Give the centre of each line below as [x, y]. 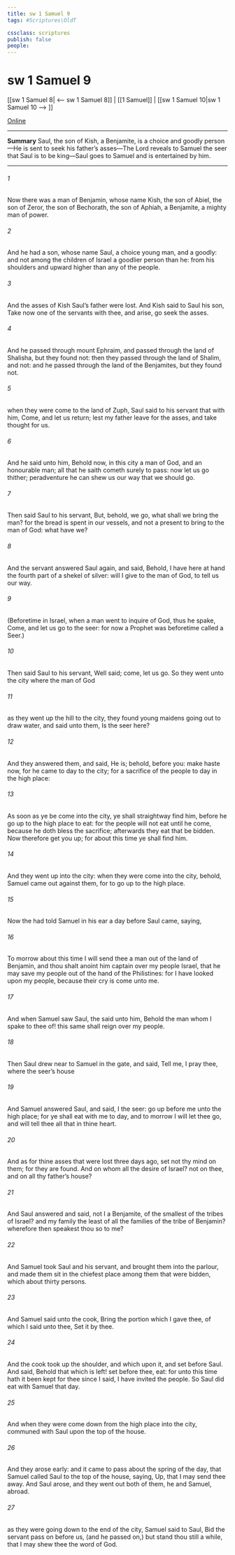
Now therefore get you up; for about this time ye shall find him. [98, 838]
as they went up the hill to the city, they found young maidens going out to [114, 718]
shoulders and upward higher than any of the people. [84, 267]
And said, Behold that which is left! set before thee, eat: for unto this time [113, 1371]
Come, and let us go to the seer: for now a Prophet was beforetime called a [115, 627]
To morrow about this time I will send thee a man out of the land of [103, 958]
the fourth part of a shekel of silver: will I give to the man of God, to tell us [113, 575]
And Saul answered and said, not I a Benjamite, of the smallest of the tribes [115, 1214]
